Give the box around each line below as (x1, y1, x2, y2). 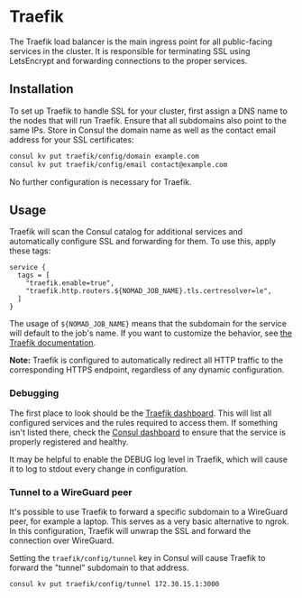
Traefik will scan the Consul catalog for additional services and (9, 226, 243, 237)
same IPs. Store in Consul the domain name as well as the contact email (9, 124, 277, 135)
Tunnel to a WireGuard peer (9, 485, 133, 498)
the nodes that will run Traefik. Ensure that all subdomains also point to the (9, 115, 287, 125)
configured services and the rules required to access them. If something (9, 417, 278, 428)
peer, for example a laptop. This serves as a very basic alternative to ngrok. (9, 516, 289, 527)
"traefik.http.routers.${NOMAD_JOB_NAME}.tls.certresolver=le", (25, 287, 272, 296)
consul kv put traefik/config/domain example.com (9, 152, 200, 161)
